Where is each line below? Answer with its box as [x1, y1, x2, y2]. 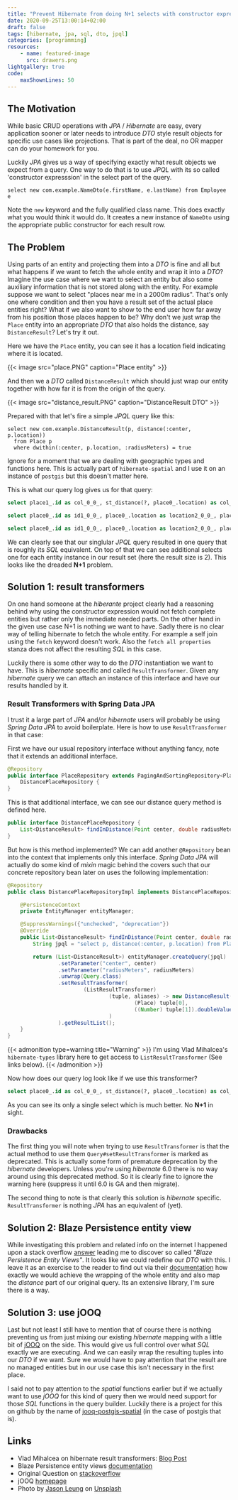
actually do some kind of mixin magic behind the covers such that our [7, 860, 211, 869]
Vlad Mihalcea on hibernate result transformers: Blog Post [17, 1454, 187, 1462]
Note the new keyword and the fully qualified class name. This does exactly [7, 205, 225, 214]
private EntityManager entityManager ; [20, 908, 135, 915]
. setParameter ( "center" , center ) [57, 960, 157, 967]
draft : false [7, 23, 46, 31]
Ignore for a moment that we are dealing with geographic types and [7, 457, 205, 465]
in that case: [7, 730, 44, 739]
